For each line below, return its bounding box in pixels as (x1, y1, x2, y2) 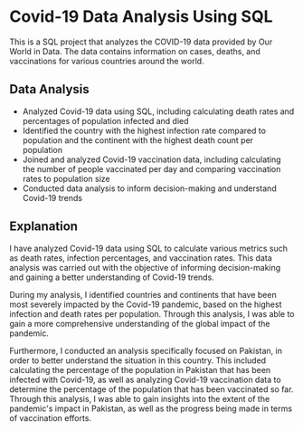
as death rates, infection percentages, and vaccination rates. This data (9, 252, 273, 263)
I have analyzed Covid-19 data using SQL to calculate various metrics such (9, 243, 288, 254)
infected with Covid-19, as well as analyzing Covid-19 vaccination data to (9, 374, 282, 385)
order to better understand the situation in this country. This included (9, 355, 267, 366)
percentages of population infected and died (22, 115, 189, 126)
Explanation (9, 219, 79, 235)
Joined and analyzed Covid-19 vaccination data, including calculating (22, 154, 282, 165)
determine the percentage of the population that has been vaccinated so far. (9, 383, 294, 395)
